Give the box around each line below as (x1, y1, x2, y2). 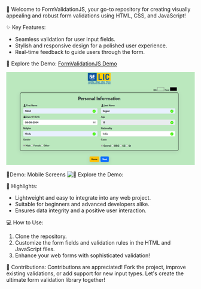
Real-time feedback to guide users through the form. (14, 49, 145, 55)
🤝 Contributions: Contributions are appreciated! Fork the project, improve (6, 263, 187, 270)
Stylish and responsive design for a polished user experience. (14, 42, 167, 49)
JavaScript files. (14, 245, 55, 252)
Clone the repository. (14, 233, 67, 240)
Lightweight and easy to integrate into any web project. (14, 194, 151, 201)
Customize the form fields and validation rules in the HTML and (14, 239, 171, 246)
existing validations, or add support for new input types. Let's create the (6, 270, 184, 277)
